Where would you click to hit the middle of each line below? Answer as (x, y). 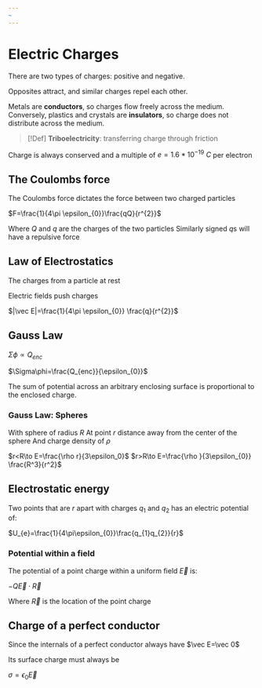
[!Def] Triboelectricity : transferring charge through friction (122, 138)
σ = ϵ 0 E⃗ (23, 676)
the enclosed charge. (42, 395)
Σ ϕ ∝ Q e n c (25, 355)
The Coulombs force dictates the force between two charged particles (122, 198)
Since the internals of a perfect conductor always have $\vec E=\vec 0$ (124, 645)
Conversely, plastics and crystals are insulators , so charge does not (118, 115)
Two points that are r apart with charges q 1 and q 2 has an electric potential (129, 509)
